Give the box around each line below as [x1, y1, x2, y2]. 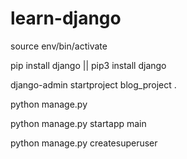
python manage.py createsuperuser [10, 137, 158, 149]
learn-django [10, 7, 122, 30]
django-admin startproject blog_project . [10, 78, 177, 91]
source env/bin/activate [10, 40, 108, 52]
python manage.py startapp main [10, 117, 147, 129]
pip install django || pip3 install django [10, 59, 167, 71]
